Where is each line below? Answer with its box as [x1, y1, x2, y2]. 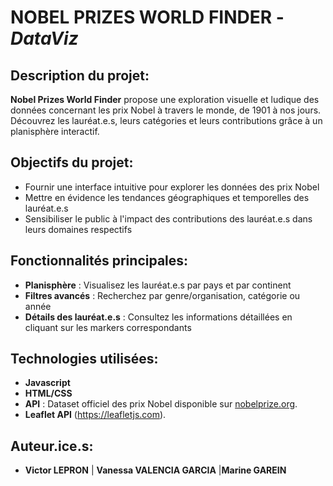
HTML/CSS [24, 387, 73, 400]
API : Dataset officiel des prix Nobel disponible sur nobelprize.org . [24, 398, 298, 410]
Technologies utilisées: [10, 351, 159, 368]
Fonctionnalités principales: [10, 252, 189, 270]
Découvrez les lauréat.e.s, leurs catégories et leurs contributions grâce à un [10, 115, 323, 126]
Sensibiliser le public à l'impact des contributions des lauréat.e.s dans [24, 212, 313, 225]
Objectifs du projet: [10, 154, 134, 171]
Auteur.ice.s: [10, 437, 94, 455]
